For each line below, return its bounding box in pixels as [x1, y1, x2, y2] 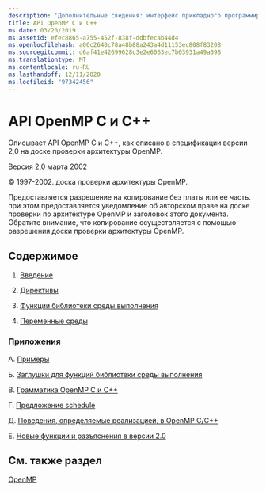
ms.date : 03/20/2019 [8, 26, 77, 34]
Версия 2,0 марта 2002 [8, 162, 88, 171]
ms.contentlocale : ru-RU [8, 63, 90, 71]
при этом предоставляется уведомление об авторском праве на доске [8, 201, 250, 211]
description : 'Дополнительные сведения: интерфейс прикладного [8, 11, 222, 20]
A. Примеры [8, 354, 50, 364]
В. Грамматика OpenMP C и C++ [8, 385, 119, 395]
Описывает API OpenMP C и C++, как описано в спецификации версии [8, 138, 248, 147]
